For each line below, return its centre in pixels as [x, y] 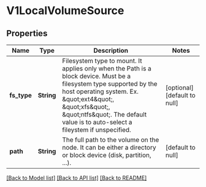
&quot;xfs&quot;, [86, 107]
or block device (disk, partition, [107, 155]
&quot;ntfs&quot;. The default [105, 114]
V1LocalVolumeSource [65, 11]
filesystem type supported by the [110, 84]
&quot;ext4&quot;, [88, 99]
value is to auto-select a [97, 122]
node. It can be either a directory [109, 147]
